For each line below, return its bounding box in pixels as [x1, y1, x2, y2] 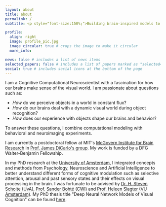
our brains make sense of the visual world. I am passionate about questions [5, 85, 159, 91]
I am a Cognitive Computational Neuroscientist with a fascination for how [5, 80, 154, 86]
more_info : [9, 48, 32, 53]
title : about [5, 12, 32, 17]
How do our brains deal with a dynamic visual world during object [12, 105, 146, 111]
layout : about [5, 7, 35, 12]
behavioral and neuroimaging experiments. [5, 130, 92, 136]
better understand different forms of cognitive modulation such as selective [5, 171, 159, 176]
